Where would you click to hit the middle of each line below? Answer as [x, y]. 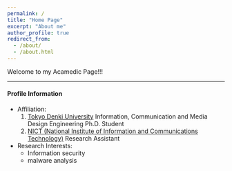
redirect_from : [29, 39]
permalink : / [26, 13]
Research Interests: [45, 146]
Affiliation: [31, 109]
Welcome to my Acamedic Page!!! [55, 71]
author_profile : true [38, 33]
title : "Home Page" [35, 20]
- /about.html [33, 52]
